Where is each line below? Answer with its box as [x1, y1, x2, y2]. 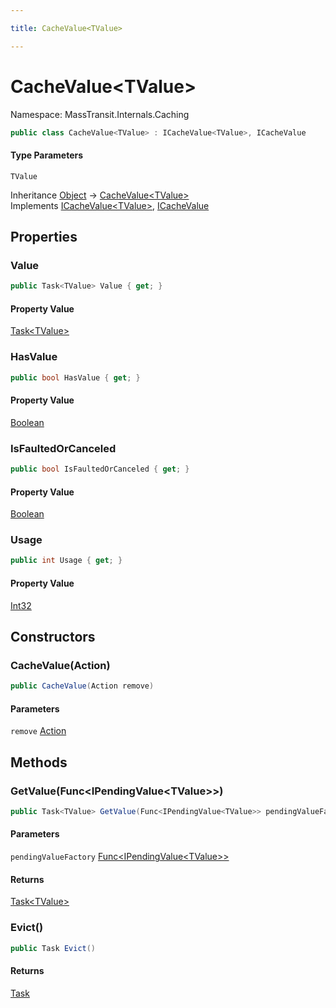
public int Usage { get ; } [10, 556, 123, 566]
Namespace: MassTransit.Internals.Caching [10, 108, 190, 120]
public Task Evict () [10, 943, 97, 953]
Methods [10, 754, 68, 771]
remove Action [10, 725, 67, 737]
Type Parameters [10, 149, 84, 161]
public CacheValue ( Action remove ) [10, 681, 155, 691]
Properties [10, 229, 78, 246]
